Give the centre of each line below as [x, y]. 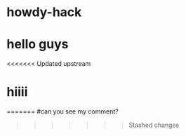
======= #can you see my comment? [62, 111]
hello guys [38, 45]
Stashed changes [154, 125]
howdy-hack [44, 12]
